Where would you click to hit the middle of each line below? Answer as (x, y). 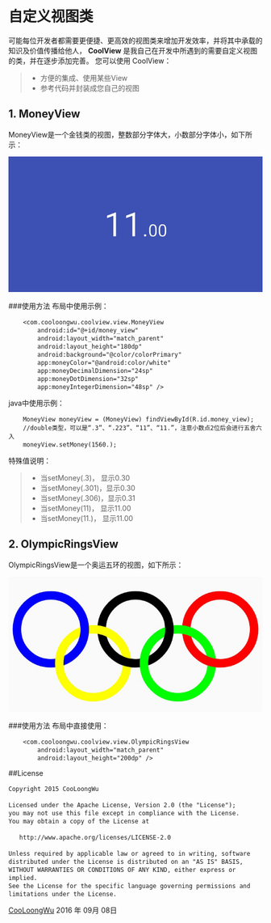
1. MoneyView (44, 114)
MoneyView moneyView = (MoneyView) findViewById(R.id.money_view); (138, 419)
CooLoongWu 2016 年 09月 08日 (63, 910)
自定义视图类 (51, 17)
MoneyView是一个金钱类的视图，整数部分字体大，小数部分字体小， (120, 134)
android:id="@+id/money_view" (88, 330)
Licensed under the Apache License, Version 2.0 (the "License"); (122, 806)
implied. (23, 879)
